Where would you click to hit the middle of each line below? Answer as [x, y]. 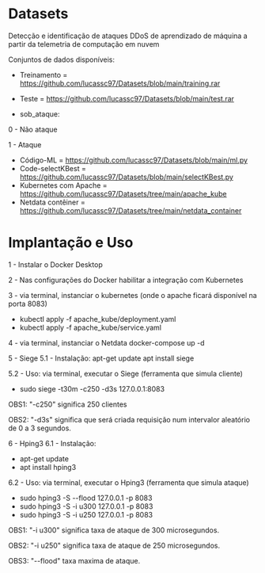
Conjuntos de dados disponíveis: [61, 59]
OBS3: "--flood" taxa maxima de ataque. [74, 560]
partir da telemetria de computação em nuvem [84, 44]
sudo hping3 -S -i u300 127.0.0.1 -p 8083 [86, 506]
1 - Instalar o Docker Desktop [55, 264]
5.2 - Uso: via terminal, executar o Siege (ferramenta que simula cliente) [126, 373]
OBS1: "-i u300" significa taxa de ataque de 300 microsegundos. [114, 530]
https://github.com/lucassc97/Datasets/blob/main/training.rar [120, 83]
